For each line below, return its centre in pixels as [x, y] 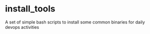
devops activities [22, 27]
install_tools [30, 9]
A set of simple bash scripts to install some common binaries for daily [75, 22]
